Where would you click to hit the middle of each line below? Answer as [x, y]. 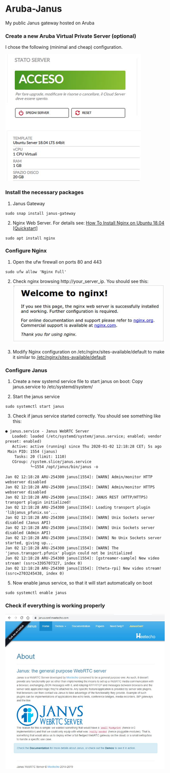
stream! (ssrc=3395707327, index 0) [44, 563]
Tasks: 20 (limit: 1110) [40, 457]
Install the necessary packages [45, 192]
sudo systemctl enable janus [36, 593]
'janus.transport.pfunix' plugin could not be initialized [69, 553]
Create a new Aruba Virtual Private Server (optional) [71, 36]
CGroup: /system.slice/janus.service [52, 462]
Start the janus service [36, 397]
